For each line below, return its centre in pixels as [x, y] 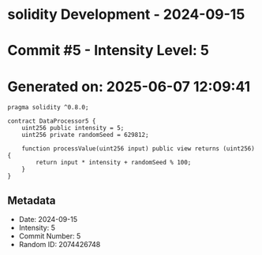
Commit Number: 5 [50, 236]
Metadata [32, 200]
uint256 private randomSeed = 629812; [85, 135]
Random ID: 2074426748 [60, 245]
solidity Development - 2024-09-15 [126, 15]
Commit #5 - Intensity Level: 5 [109, 51]
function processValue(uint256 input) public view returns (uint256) [138, 149]
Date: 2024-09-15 [48, 220]
